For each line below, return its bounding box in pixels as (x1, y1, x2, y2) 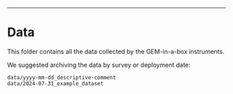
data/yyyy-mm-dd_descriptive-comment (7, 74, 116, 81)
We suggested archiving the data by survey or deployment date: (7, 60, 191, 69)
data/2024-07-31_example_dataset (7, 80, 104, 87)
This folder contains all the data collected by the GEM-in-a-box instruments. (7, 47, 225, 55)
